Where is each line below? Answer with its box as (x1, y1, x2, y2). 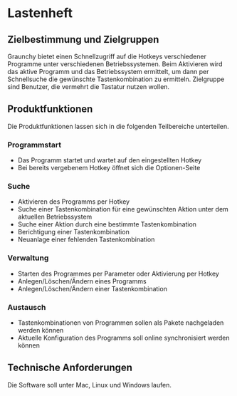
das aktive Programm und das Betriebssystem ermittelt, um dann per (7, 68, 209, 75)
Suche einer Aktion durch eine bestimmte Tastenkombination (17, 220, 197, 229)
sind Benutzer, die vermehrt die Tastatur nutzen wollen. (7, 83, 169, 90)
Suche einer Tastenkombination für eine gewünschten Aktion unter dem (17, 205, 229, 214)
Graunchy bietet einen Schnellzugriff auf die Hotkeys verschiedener (7, 52, 206, 61)
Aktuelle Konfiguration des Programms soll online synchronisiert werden (17, 333, 230, 342)
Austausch (7, 302, 46, 312)
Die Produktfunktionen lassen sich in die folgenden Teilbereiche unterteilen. (7, 122, 229, 130)
